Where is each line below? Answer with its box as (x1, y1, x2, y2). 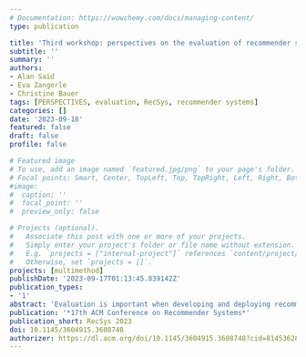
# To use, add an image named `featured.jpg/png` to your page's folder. (9, 165, 296, 174)
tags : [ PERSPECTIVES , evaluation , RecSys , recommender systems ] (9, 97, 259, 107)
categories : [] (9, 106, 67, 115)
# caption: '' (9, 190, 67, 199)
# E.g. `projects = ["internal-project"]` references (9, 249, 226, 258)
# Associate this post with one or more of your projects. (9, 232, 247, 241)
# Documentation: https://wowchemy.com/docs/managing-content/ (9, 13, 255, 23)
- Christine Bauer (9, 88, 79, 98)
